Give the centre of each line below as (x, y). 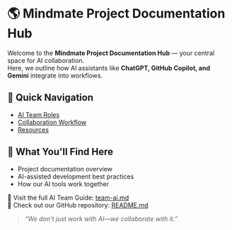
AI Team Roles (39, 114)
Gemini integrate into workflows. (55, 75)
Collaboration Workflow (52, 122)
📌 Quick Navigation (51, 98)
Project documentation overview (65, 169)
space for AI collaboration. (46, 60)
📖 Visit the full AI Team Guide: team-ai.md (68, 198)
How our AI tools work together (63, 183)
